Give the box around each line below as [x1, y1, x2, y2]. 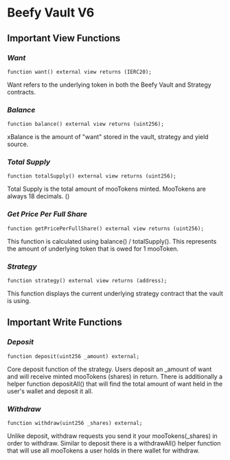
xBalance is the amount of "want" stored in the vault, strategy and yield [7, 133, 209, 141]
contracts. [7, 87, 36, 96]
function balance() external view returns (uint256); [7, 121, 165, 128]
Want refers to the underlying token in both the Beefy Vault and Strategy [7, 81, 211, 89]
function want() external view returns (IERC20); [7, 68, 152, 75]
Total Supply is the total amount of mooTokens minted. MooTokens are [7, 185, 206, 194]
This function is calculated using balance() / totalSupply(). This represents [7, 237, 217, 245]
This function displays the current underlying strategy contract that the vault [7, 289, 223, 297]
